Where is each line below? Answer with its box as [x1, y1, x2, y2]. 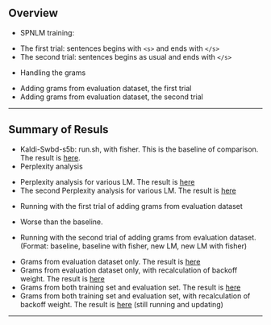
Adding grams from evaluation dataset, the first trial [19, 83, 192, 93]
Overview [8, 6, 59, 20]
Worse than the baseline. [19, 217, 103, 227]
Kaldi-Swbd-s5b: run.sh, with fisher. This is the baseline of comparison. [19, 144, 259, 154]
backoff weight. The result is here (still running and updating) [19, 299, 224, 309]
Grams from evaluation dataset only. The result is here [19, 256, 201, 266]
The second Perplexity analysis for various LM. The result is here [19, 185, 236, 195]
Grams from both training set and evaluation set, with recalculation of [19, 290, 251, 301]
